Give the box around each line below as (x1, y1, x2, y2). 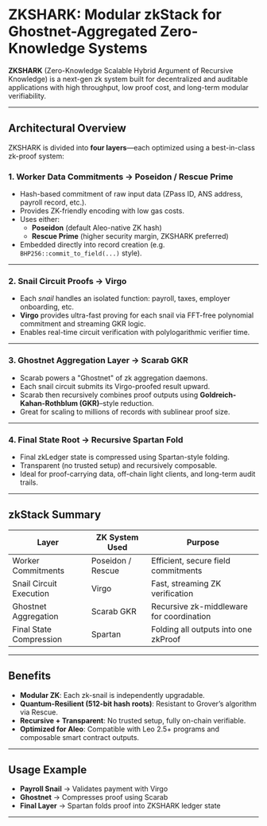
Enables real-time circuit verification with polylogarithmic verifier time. (19, 328, 250, 337)
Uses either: (19, 215, 60, 224)
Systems (88, 40, 148, 57)
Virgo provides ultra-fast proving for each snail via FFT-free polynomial (19, 310, 254, 320)
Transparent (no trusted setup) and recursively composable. (19, 460, 217, 470)
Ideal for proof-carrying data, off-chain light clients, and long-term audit (19, 469, 256, 478)
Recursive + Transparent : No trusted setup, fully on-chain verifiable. (19, 715, 246, 725)
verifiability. (8, 91, 46, 100)
